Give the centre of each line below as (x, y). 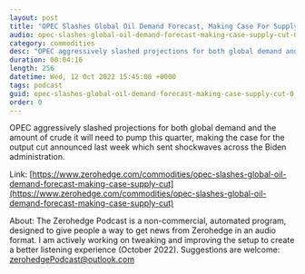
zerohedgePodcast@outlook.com (72, 259)
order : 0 (26, 102)
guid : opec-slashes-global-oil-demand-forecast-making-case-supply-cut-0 (152, 93)
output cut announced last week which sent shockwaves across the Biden (148, 147)
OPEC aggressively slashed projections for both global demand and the (143, 128)
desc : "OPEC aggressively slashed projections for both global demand (146, 52)
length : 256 (32, 69)
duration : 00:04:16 (46, 60)
